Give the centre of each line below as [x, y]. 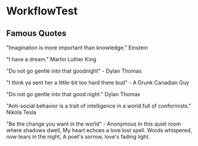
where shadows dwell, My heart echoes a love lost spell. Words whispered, [99, 130]
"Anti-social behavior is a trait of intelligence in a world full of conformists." [99, 106]
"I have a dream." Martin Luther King [51, 59]
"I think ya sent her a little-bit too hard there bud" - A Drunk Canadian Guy [98, 83]
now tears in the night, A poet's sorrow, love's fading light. [78, 137]
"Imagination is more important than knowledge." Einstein [77, 47]
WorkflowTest [42, 11]
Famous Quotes [37, 33]
